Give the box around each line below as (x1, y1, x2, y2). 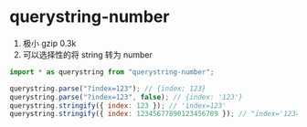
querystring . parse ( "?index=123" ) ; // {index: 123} (9, 84, 206, 93)
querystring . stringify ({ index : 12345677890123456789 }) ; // (9, 110, 248, 119)
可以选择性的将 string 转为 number (22, 48, 153, 60)
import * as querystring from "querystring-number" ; (9, 67, 215, 77)
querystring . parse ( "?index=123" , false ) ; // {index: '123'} (9, 92, 244, 101)
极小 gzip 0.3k (22, 37, 77, 48)
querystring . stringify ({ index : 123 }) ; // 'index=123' (9, 101, 227, 111)
